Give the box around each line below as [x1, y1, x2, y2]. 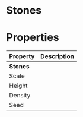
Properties [6, 31, 59, 45]
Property [9, 52, 35, 61]
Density [9, 91, 31, 100]
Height [9, 81, 28, 90]
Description [40, 52, 75, 61]
